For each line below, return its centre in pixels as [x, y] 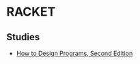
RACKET [31, 12]
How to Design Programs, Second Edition [74, 53]
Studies [23, 37]
